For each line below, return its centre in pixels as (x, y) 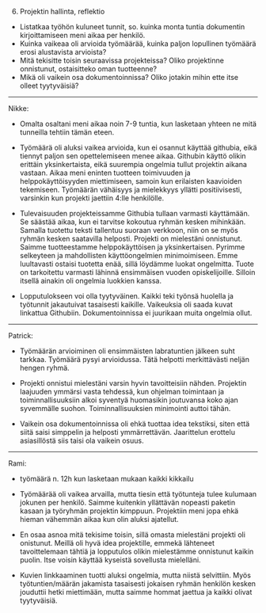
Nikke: (19, 109)
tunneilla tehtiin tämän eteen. (67, 132)
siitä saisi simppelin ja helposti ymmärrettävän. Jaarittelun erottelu (127, 432)
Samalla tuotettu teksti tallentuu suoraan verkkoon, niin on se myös (129, 230)
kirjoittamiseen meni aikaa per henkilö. (82, 35)
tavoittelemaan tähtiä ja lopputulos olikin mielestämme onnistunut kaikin (137, 551)
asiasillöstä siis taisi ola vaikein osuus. (82, 440)
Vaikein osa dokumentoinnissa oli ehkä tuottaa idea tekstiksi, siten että (135, 424)
